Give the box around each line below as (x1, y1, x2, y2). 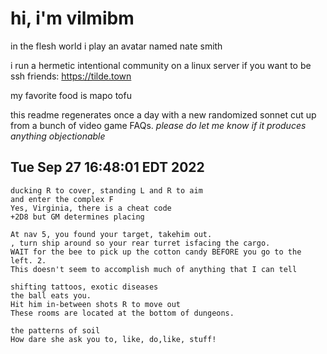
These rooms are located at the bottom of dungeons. (10, 308, 235, 318)
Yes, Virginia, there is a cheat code (10, 203, 172, 213)
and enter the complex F (10, 194, 114, 204)
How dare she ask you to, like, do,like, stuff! (10, 334, 217, 344)
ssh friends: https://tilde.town (10, 70, 132, 82)
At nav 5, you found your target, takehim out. (10, 229, 213, 239)
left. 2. (10, 255, 47, 266)
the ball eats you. (10, 290, 92, 301)
